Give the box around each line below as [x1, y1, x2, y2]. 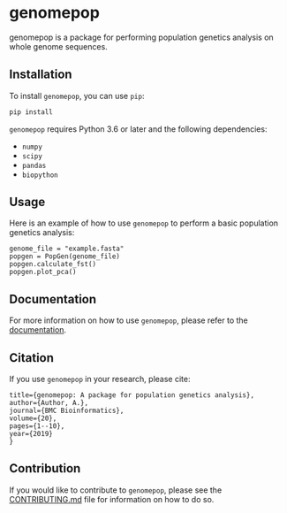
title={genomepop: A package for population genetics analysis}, [9, 391, 254, 400]
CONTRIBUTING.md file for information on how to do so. [9, 494, 215, 504]
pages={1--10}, [9, 422, 65, 431]
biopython [21, 171, 59, 180]
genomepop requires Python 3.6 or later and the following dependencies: [9, 123, 268, 134]
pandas [21, 161, 47, 170]
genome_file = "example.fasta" [9, 244, 125, 254]
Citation [9, 350, 55, 365]
